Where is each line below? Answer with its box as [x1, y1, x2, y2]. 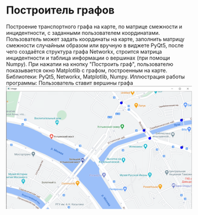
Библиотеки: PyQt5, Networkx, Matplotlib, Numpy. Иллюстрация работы [6, 73, 185, 80]
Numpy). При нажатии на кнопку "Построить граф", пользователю [6, 60, 174, 68]
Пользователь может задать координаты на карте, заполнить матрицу [6, 35, 184, 42]
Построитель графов [6, 4, 115, 17]
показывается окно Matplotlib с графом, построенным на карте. [6, 67, 168, 74]
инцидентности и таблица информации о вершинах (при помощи [6, 54, 170, 61]
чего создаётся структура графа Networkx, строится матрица [6, 48, 162, 55]
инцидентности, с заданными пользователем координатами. [6, 29, 160, 36]
